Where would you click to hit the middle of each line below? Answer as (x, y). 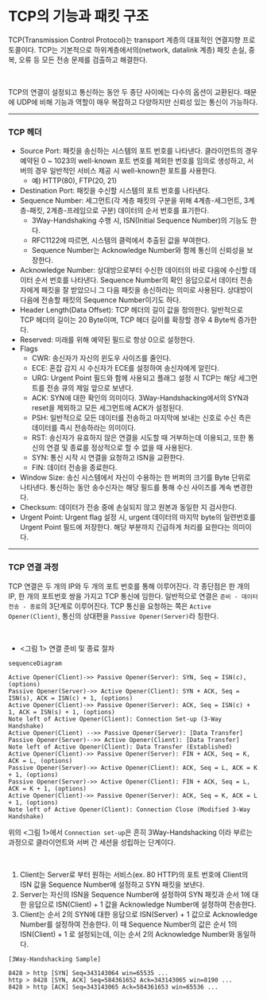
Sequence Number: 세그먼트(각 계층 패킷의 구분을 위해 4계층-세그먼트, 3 (134, 200)
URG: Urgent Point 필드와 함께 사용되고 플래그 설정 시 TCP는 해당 (134, 378)
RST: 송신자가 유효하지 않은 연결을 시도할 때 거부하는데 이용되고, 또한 (139, 437)
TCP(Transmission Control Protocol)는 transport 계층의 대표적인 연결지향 (124, 40)
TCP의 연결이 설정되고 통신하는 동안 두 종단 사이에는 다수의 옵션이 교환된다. (125, 91)
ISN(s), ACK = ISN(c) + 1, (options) (71, 698)
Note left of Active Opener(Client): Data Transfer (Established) (120, 747)
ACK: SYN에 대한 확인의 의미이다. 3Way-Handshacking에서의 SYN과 (140, 398)
